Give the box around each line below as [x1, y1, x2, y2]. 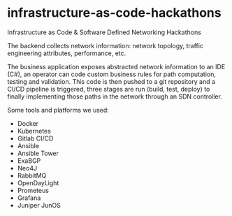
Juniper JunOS [17, 201, 61, 209]
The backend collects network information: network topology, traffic [7, 41, 204, 50]
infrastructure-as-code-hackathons [7, 5, 222, 21]
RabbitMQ [17, 171, 47, 180]
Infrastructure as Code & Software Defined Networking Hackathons [7, 28, 201, 36]
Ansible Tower [17, 149, 59, 157]
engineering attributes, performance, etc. [7, 49, 126, 57]
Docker [17, 119, 39, 127]
